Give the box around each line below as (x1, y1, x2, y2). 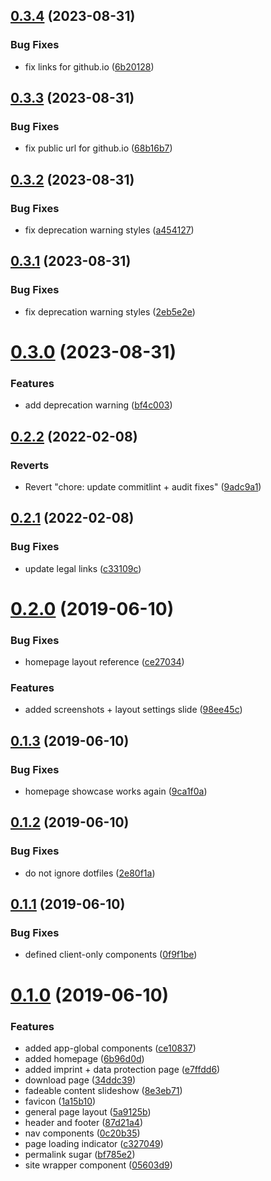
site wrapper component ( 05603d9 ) (24, 1159, 173, 1171)
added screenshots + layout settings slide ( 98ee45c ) (24, 704, 243, 716)
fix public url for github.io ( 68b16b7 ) (24, 142, 173, 154)
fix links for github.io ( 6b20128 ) (24, 60, 155, 73)
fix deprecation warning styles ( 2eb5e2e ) (24, 305, 196, 318)
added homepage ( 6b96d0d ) (24, 1052, 145, 1064)
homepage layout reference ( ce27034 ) (24, 656, 185, 668)
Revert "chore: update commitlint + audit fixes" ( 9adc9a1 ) (24, 480, 262, 493)
